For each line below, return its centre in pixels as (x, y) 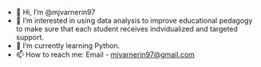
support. (30, 37)
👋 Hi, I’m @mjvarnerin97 (55, 12)
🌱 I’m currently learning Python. (68, 46)
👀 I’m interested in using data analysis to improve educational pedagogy (134, 20)
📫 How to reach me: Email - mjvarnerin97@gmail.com (105, 54)
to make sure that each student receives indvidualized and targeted (127, 29)
